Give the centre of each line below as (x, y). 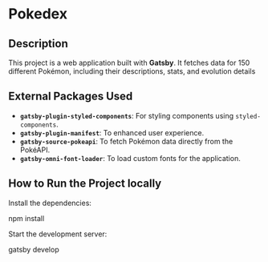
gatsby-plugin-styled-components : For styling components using (127, 115)
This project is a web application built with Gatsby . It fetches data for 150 (129, 62)
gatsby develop (34, 249)
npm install (26, 218)
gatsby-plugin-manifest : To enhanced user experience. (112, 132)
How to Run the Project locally (85, 184)
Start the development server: (58, 234)
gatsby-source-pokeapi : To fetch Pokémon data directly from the (126, 141)
